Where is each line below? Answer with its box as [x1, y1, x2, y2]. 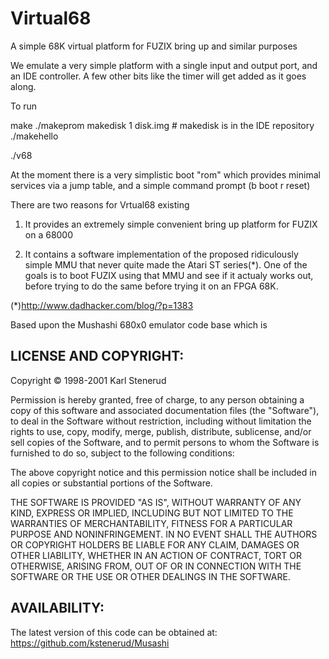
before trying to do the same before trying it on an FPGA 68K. [24, 280, 279, 292]
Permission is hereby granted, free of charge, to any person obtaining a [10, 393, 305, 406]
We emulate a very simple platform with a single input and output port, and [10, 59, 318, 71]
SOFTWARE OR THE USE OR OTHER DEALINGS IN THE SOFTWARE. [10, 570, 291, 582]
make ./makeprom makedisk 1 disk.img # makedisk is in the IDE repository [10, 119, 315, 131]
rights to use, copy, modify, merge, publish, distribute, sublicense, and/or [10, 425, 312, 437]
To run [10, 100, 38, 112]
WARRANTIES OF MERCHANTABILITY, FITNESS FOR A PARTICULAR [10, 517, 293, 529]
